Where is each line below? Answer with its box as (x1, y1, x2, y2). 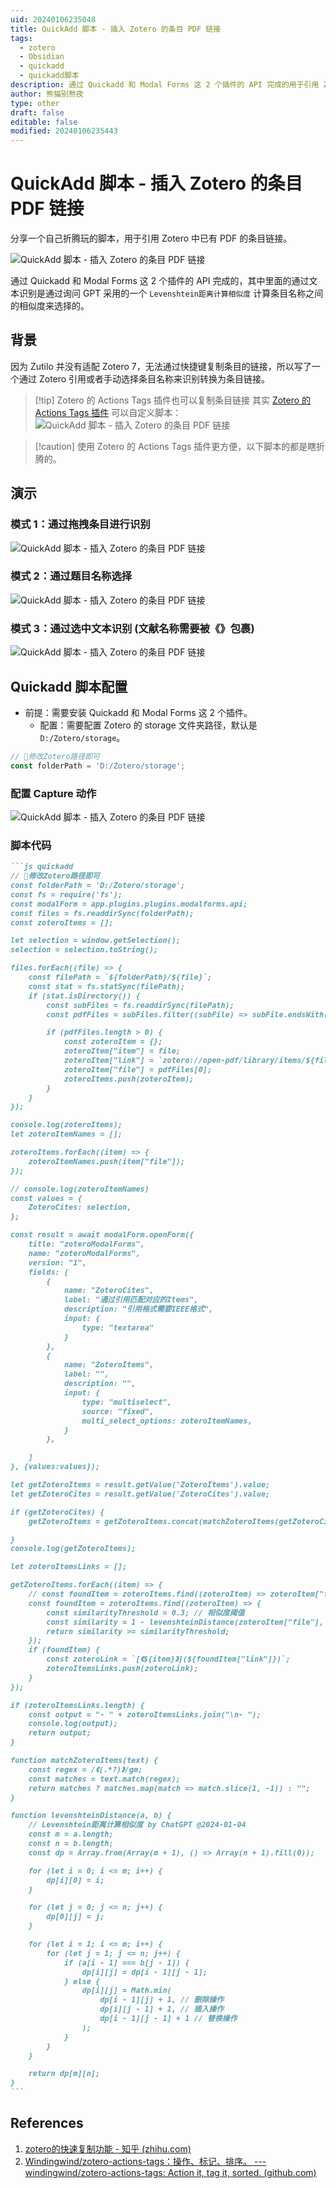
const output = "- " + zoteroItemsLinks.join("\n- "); (28, 1709, 262, 1720)
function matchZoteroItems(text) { (10, 1756, 159, 1766)
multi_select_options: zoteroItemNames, (81, 1416, 253, 1426)
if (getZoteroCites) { (10, 1507, 105, 1517)
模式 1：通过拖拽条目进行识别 (10, 517, 151, 531)
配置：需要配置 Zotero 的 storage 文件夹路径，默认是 (39, 719, 258, 731)
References (10, 2115, 84, 2132)
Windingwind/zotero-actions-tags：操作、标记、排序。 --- (24, 2155, 267, 2167)
